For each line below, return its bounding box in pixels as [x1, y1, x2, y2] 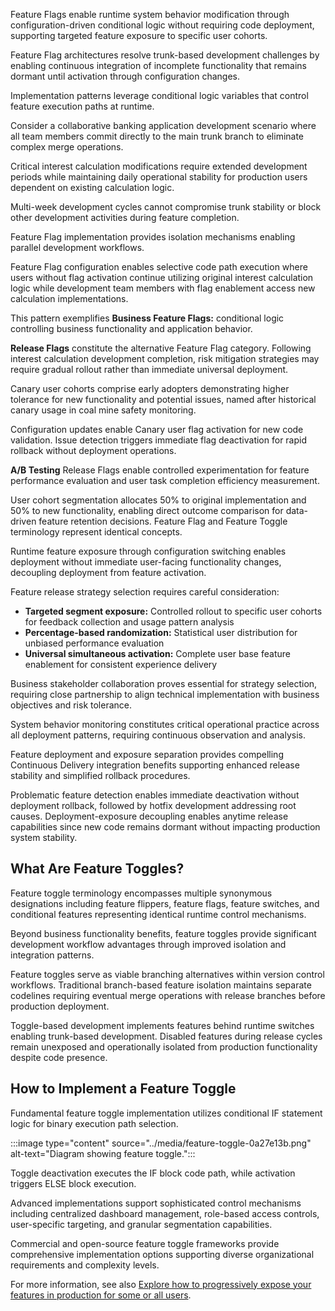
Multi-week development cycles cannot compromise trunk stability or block [10, 201, 322, 213]
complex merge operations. [10, 141, 124, 153]
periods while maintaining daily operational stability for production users [10, 171, 308, 183]
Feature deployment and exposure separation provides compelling [10, 749, 284, 760]
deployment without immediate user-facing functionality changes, [10, 556, 282, 568]
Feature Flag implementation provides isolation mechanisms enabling [10, 231, 296, 243]
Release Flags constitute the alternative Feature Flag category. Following [10, 342, 312, 354]
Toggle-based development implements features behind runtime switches [10, 1019, 315, 1031]
